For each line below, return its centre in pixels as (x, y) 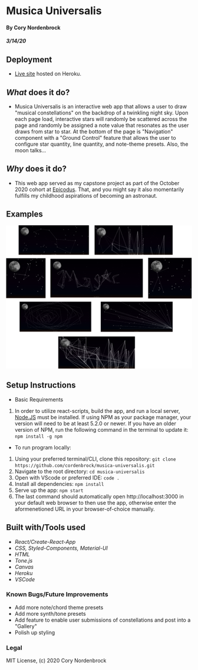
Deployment (29, 59)
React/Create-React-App (45, 541)
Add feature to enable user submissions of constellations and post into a (103, 620)
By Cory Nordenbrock (33, 27)
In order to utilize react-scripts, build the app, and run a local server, (97, 410)
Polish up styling (35, 632)
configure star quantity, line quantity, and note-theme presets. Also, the (101, 144)
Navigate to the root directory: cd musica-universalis (80, 471)
